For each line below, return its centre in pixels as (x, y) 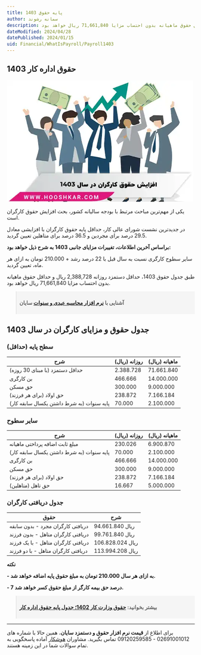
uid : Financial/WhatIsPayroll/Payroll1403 (60, 44)
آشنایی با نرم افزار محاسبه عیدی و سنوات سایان (72, 302)
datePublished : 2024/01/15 (40, 38)
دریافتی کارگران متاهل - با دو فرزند (49, 551)
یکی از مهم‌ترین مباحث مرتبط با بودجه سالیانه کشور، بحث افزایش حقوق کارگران (95, 211)
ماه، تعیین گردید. (25, 265)
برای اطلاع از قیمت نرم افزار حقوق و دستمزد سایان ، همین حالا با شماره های (90, 632)
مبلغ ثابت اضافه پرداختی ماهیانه (44, 444)
